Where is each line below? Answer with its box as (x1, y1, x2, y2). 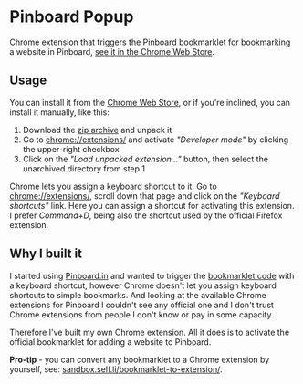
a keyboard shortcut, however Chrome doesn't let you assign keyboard (9, 280, 277, 291)
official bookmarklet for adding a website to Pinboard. (9, 336, 212, 348)
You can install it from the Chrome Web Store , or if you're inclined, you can (9, 97, 290, 108)
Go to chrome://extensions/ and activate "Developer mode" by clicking (22, 134, 289, 145)
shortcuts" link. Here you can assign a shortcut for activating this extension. (9, 200, 295, 211)
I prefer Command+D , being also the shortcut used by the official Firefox (9, 210, 283, 221)
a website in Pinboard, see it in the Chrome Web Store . (9, 46, 215, 57)
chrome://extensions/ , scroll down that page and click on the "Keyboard (9, 190, 280, 202)
